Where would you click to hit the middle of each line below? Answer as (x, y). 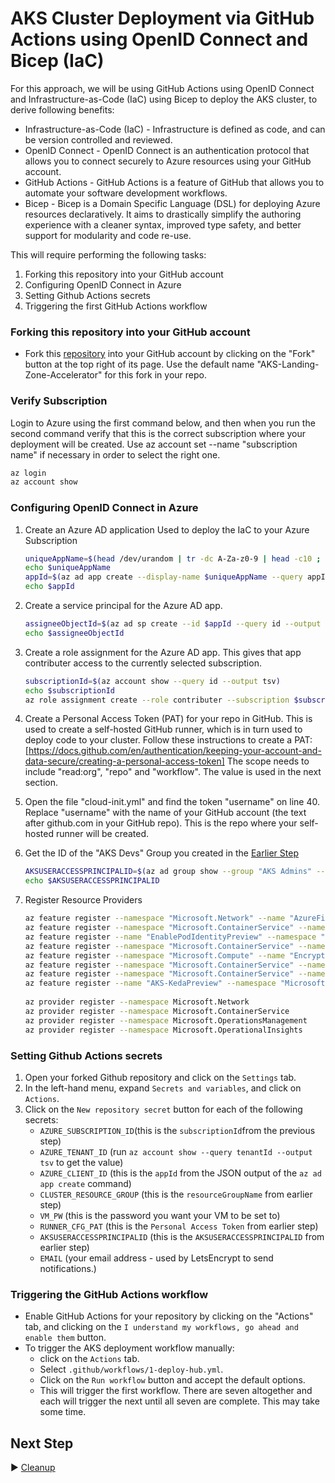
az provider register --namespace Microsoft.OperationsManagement (166, 1020)
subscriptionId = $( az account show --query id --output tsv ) (152, 681)
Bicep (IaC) (57, 61)
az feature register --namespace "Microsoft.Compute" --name (155, 955)
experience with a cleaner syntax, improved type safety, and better (163, 224)
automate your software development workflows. (126, 193)
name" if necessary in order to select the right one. (115, 454)
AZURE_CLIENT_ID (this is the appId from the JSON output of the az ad (180, 1173)
